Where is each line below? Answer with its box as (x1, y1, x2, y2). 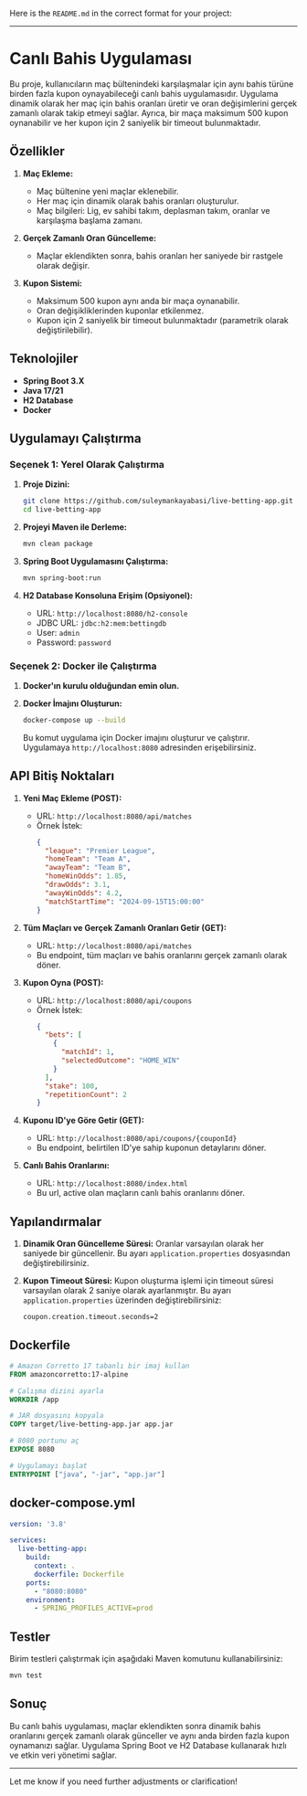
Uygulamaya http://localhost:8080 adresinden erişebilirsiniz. (22, 742, 258, 753)
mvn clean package (22, 539, 93, 548)
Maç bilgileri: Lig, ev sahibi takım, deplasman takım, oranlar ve (36, 205, 270, 216)
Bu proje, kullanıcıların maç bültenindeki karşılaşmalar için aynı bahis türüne (9, 78, 294, 90)
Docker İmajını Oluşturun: (22, 698, 122, 709)
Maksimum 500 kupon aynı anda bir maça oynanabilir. (36, 295, 240, 306)
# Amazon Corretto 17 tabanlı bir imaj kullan (9, 1361, 190, 1370)
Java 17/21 (22, 385, 64, 396)
